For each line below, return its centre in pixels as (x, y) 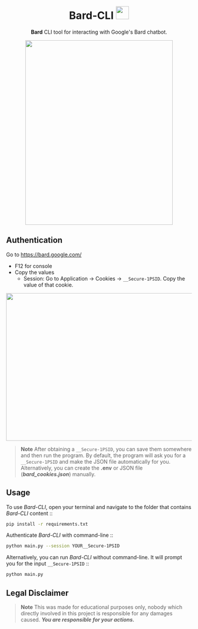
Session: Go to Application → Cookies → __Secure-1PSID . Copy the (104, 278)
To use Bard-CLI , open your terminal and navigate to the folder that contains (99, 507)
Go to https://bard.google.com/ (44, 255)
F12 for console (33, 266)
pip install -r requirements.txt (47, 524)
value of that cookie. (48, 285)
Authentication (34, 240)
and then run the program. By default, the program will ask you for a (103, 455)
